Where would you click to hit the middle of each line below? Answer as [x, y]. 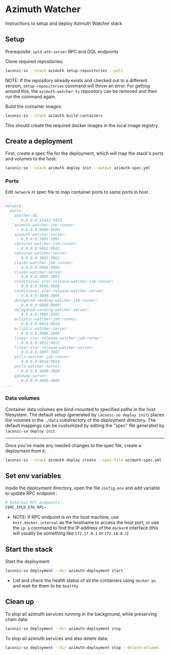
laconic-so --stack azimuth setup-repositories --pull [64, 70]
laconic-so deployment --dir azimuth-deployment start [64, 571]
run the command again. [31, 96]
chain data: [17, 619]
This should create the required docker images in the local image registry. [82, 125]
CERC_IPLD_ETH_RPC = [26, 507]
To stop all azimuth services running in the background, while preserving [81, 614]
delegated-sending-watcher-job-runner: [56, 300]
